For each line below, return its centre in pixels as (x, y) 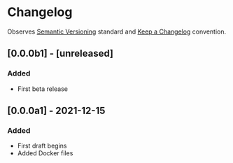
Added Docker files (45, 153)
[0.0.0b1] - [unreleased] (61, 54)
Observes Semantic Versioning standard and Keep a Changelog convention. (117, 31)
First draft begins (42, 146)
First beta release (43, 89)
